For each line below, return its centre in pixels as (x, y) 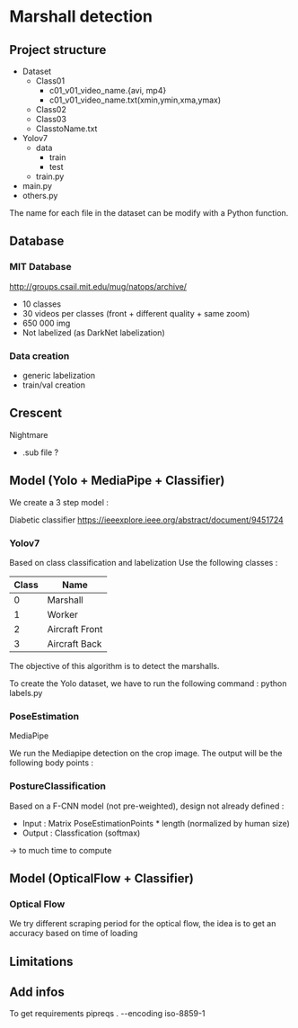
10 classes (41, 304)
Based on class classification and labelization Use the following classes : (144, 562)
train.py (50, 176)
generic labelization (59, 375)
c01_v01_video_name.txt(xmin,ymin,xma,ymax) (135, 100)
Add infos (37, 992)
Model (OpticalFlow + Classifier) (102, 878)
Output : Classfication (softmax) (81, 833)
